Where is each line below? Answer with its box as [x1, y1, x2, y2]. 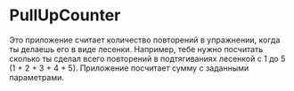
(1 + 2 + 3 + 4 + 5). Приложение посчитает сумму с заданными [9, 63, 249, 73]
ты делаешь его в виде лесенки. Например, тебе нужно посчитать [9, 43, 264, 54]
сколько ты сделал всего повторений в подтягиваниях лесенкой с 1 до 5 [9, 53, 286, 64]
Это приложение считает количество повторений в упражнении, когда [9, 34, 281, 45]
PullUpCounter [9, 5, 121, 26]
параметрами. [9, 72, 65, 82]
